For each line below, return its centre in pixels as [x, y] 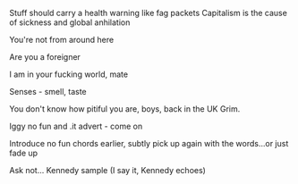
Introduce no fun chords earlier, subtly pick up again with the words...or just [149, 143]
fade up [24, 153]
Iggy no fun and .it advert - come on [76, 126]
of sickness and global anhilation [70, 22]
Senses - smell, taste [48, 92]
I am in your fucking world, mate [68, 74]
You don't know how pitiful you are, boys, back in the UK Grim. [125, 109]
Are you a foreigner [45, 57]
